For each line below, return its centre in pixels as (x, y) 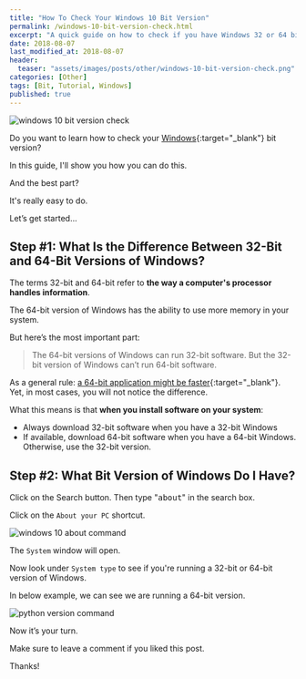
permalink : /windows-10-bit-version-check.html (102, 26)
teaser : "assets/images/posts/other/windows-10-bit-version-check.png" (157, 69)
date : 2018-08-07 (42, 43)
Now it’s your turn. (44, 631)
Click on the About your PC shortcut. (77, 515)
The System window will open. (65, 550)
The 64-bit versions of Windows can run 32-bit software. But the (153, 355)
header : (24, 60)
